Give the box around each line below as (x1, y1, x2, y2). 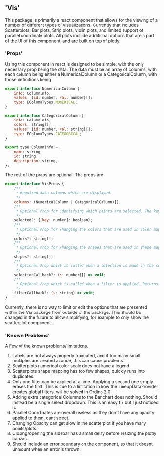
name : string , (14, 149, 42, 154)
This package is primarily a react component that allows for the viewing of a (5, 17, 158, 23)
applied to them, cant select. (12, 415, 70, 421)
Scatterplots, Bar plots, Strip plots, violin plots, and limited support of (5, 27, 144, 33)
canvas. (12, 436, 28, 442)
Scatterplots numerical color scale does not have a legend (12, 363, 130, 369)
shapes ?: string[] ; (14, 254, 54, 259)
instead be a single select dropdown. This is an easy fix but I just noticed (12, 399, 159, 406)
